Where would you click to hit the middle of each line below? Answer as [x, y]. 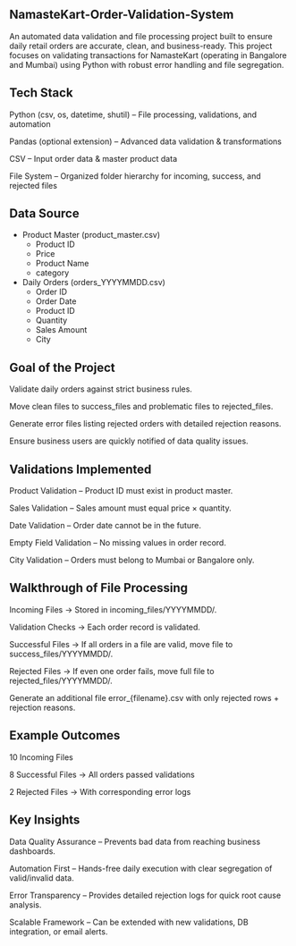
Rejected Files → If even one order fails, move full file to [112, 671]
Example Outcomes [65, 735]
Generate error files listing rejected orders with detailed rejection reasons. [145, 424]
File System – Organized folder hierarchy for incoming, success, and [135, 176]
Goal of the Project [62, 367]
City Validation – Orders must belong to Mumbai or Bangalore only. [132, 560]
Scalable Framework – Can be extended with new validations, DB [129, 922]
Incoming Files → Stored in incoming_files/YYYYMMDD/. [113, 609]
